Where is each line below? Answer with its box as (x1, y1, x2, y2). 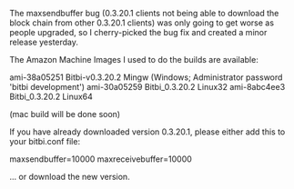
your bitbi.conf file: (9, 136, 80, 146)
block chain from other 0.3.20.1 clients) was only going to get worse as (9, 17, 275, 28)
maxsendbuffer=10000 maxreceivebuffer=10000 (9, 154, 193, 164)
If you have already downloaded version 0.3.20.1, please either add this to (9, 126, 286, 137)
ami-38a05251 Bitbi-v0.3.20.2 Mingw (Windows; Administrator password (9, 72, 283, 83)
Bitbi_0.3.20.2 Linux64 (9, 91, 94, 102)
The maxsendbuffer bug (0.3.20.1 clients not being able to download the (9, 8, 279, 18)
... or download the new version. (9, 172, 130, 182)
